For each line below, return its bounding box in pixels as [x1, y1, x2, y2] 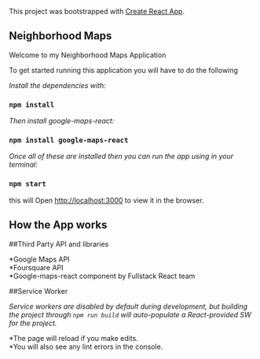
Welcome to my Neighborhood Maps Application [9, 50, 167, 60]
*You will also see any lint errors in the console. [9, 342, 163, 351]
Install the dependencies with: [9, 80, 107, 90]
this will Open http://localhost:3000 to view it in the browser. [9, 196, 204, 205]
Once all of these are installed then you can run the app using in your [9, 152, 234, 161]
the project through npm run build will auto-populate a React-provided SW [9, 310, 252, 319]
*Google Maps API [9, 255, 70, 264]
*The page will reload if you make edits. [9, 333, 138, 343]
